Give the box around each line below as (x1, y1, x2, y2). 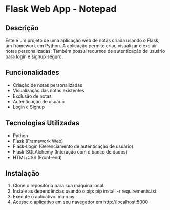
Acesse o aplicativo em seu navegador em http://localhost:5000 (12, 199, 148, 205)
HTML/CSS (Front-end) (12, 154, 62, 160)
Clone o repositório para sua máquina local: (12, 183, 105, 189)
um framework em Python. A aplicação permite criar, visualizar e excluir (5, 43, 157, 49)
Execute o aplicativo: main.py (12, 194, 75, 200)
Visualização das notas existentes (12, 87, 84, 93)
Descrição (5, 24, 39, 32)
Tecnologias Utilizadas (5, 119, 80, 127)
